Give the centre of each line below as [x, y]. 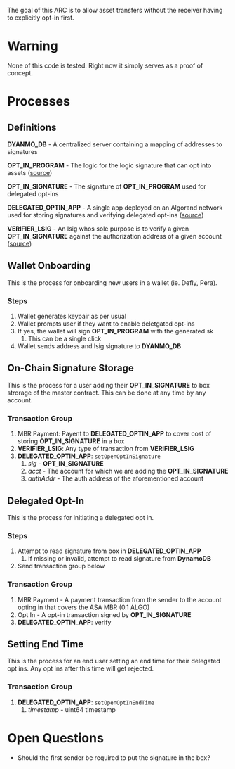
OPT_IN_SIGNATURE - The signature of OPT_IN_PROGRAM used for [107, 186]
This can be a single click [65, 339]
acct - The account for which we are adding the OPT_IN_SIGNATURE [128, 471]
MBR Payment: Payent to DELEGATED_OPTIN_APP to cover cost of [114, 434]
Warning [33, 46]
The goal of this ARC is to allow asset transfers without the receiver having [115, 10]
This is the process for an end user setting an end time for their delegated [114, 661]
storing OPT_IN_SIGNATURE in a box [71, 441]
